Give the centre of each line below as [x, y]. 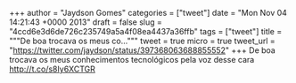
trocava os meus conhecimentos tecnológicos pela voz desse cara [132, 60]
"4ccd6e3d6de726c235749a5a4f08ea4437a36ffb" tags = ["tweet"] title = [146, 31]
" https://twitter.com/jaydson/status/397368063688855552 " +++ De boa [143, 50]
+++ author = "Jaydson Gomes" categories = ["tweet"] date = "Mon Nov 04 [148, 13]
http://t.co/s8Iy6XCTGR [52, 69]
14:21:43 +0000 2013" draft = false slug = [86, 22]
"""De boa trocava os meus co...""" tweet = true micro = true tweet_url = [143, 41]
